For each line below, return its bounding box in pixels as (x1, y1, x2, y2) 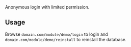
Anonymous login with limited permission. (5, 4, 90, 10)
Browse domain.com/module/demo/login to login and (5, 31, 108, 37)
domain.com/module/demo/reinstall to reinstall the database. (5, 36, 127, 42)
